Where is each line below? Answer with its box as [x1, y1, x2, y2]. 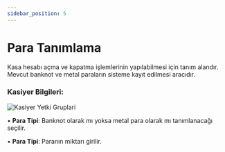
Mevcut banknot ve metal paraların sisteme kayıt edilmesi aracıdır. [7, 70, 196, 78]
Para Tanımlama [7, 39, 102, 55]
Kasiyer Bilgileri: [7, 87, 64, 97]
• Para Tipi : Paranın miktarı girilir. [7, 137, 102, 145]
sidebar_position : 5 [7, 10, 67, 17]
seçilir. [7, 124, 26, 132]
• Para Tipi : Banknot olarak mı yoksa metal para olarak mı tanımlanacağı [7, 116, 213, 124]
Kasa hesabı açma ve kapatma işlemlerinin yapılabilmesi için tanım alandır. [7, 63, 219, 71]
